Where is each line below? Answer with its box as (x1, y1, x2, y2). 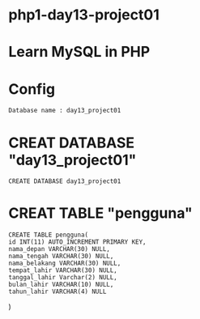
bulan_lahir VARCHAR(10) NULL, (8, 281, 114, 289)
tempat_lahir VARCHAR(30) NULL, (8, 266, 117, 274)
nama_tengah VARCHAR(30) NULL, (8, 253, 114, 261)
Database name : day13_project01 (8, 107, 121, 115)
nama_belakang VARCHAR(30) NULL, (8, 259, 121, 268)
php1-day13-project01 (8, 6, 160, 24)
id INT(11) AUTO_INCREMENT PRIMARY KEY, (8, 238, 147, 246)
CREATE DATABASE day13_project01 (8, 177, 121, 185)
